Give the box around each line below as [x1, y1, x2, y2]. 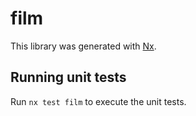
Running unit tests [10, 69, 127, 86]
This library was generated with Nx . [10, 40, 157, 52]
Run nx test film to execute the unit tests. [10, 95, 187, 107]
